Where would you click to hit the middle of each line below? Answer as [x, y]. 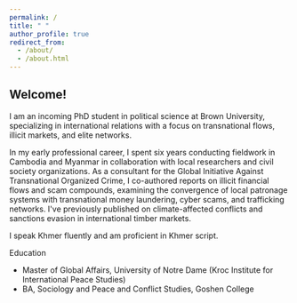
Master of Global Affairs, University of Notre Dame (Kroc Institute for [148, 270]
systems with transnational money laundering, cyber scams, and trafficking [147, 199]
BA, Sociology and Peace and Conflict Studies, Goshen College [138, 289]
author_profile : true [49, 34]
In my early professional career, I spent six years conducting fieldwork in [142, 152]
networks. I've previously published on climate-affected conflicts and [136, 209]
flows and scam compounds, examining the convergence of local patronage [148, 190]
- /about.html [43, 59]
